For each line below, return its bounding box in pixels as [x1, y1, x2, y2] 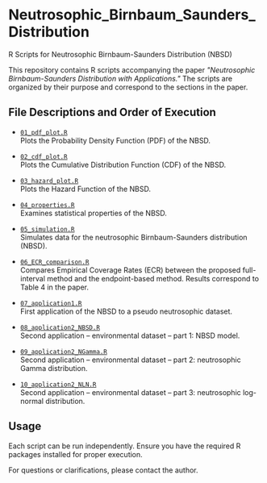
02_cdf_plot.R [19, 152, 68, 160]
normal [19, 396, 44, 406]
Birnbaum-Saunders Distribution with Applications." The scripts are [8, 73, 232, 83]
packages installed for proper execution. [8, 449, 143, 459]
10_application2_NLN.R [19, 381, 97, 389]
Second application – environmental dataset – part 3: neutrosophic [19, 387, 242, 397]
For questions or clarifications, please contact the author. [8, 465, 198, 475]
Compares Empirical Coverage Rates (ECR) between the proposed [19, 264, 241, 275]
